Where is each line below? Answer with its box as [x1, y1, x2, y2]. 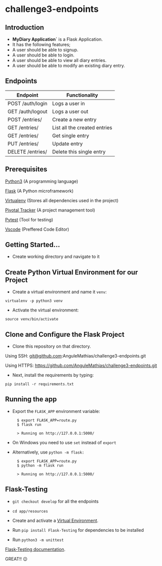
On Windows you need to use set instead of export [12, 439, 117, 445]
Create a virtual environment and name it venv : [12, 289, 107, 295]
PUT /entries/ [7, 140, 39, 147]
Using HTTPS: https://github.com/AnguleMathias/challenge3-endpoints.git [5, 362, 157, 368]
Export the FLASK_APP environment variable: [12, 408, 100, 414]
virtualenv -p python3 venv [5, 299, 63, 304]
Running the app [5, 395, 57, 404]
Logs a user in [52, 100, 85, 107]
